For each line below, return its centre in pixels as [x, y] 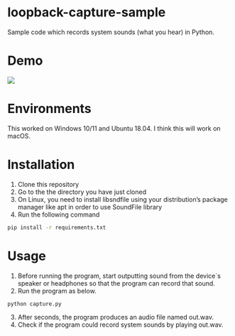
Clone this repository [48, 184]
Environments [50, 109]
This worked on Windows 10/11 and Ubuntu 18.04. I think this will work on [114, 128]
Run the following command [59, 215]
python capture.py [34, 304]
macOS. [19, 136]
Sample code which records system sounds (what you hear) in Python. [111, 32]
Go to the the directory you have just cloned [82, 192]
